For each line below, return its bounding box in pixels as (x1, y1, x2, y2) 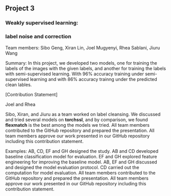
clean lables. (5, 81, 32, 88)
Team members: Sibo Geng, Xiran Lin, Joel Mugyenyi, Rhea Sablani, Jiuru (5, 44, 160, 50)
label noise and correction (5, 33, 71, 40)
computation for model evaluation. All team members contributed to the (5, 170, 156, 176)
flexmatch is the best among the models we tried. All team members (5, 122, 150, 128)
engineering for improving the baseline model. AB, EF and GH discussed (5, 159, 157, 165)
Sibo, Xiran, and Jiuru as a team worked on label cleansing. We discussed (5, 111, 161, 117)
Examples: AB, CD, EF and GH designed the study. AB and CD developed (5, 148, 159, 154)
